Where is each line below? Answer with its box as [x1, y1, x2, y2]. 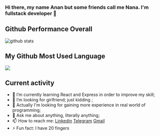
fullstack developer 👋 [5, 10, 57, 17]
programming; [12, 107, 41, 113]
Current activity [5, 78, 55, 87]
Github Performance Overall [5, 25, 92, 33]
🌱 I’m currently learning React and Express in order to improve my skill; [12, 92, 155, 97]
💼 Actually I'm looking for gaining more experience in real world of [12, 102, 146, 108]
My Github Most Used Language [5, 52, 106, 60]
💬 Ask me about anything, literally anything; [12, 113, 100, 118]
